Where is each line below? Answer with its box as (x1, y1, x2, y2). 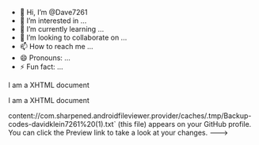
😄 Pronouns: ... (19, 53, 71, 63)
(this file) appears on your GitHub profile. (117, 120, 252, 128)
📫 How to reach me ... (19, 42, 93, 51)
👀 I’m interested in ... (19, 16, 87, 25)
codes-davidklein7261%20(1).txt (8, 120, 114, 128)
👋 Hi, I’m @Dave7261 (19, 8, 88, 17)
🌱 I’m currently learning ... (19, 25, 105, 33)
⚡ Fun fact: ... (19, 62, 63, 71)
